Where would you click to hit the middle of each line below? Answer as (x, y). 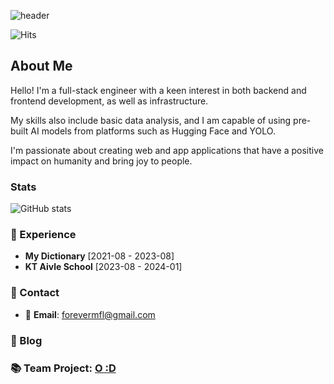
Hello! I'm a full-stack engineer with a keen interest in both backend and (158, 90)
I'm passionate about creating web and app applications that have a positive (167, 150)
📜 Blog (26, 340)
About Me (41, 66)
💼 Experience (43, 235)
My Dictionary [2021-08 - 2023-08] (99, 256)
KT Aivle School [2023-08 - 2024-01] (103, 267)
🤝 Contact (35, 293)
